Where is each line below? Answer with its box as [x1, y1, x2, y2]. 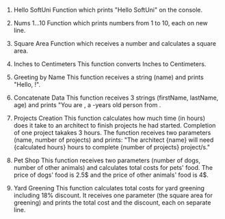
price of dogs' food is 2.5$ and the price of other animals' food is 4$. [13, 171, 209, 179]
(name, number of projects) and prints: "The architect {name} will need [13, 136, 214, 144]
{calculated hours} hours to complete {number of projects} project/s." [13, 143, 211, 151]
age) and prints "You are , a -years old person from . [13, 101, 161, 108]
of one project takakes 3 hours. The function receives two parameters [13, 129, 211, 136]
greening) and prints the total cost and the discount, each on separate [13, 199, 211, 207]
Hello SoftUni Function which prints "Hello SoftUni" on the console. [13, 6, 203, 14]
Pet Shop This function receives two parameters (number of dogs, [13, 156, 200, 164]
